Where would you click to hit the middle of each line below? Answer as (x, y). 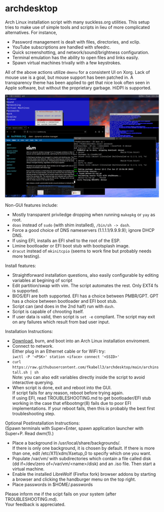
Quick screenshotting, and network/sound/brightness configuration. (81, 52)
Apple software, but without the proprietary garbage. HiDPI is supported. (78, 88)
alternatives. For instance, (31, 32)
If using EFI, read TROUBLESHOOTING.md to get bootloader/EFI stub (82, 398)
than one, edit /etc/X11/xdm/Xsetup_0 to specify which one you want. (82, 453)
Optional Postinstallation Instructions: (42, 423)
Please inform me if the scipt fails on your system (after (61, 494)
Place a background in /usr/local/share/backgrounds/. (66, 443)
